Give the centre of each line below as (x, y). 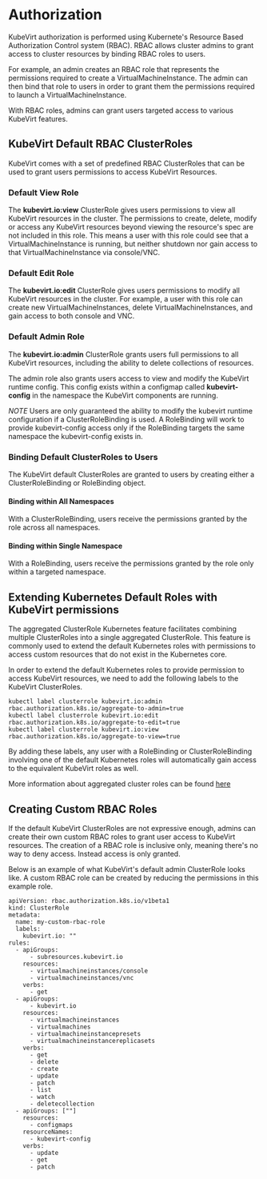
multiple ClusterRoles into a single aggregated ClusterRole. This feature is (130, 637)
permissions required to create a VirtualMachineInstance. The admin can (128, 78)
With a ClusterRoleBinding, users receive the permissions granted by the (128, 519)
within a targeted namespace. (57, 572)
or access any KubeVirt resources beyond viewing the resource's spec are (131, 227)
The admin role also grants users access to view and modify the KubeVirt (129, 378)
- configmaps (51, 1125)
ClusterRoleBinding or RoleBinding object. (77, 482)
